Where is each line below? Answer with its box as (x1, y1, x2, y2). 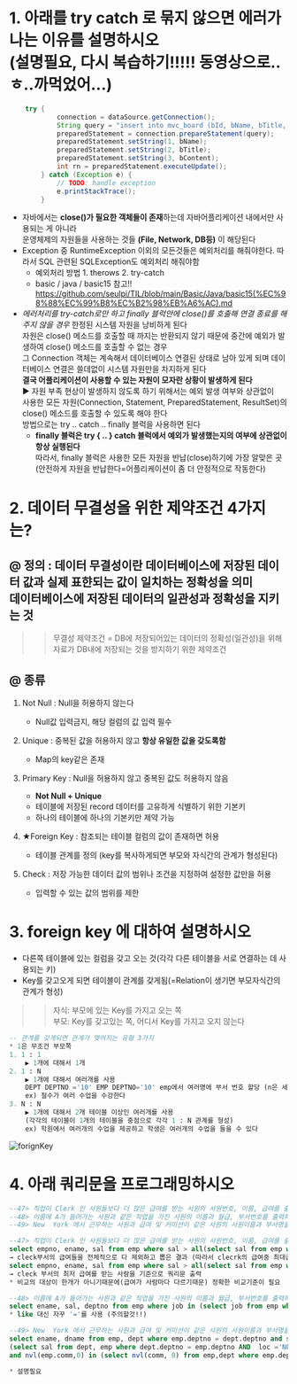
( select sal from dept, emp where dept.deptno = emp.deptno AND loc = (9, 1342, 278, 1351)
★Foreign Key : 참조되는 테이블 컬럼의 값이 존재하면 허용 (21, 831, 219, 842)
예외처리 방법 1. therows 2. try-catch (34, 268, 165, 278)
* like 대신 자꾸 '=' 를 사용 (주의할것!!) (9, 1310, 148, 1319)
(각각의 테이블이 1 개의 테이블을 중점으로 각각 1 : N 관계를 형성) (25, 1116, 234, 1125)
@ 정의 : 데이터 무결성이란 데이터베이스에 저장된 (9, 558, 255, 573)
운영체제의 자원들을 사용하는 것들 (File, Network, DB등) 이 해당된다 (21, 234, 256, 245)
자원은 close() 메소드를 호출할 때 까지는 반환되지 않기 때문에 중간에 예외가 (21, 330, 277, 341)
